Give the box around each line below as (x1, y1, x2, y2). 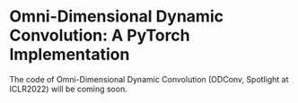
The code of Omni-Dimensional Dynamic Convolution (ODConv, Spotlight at (9, 73, 289, 84)
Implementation (9, 45, 130, 64)
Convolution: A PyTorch (9, 25, 190, 46)
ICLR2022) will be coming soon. (9, 83, 127, 94)
